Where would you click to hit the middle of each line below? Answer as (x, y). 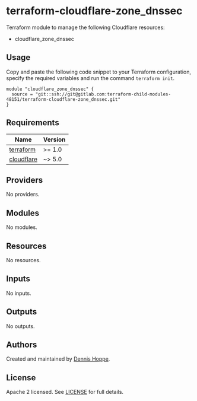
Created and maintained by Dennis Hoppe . (58, 359)
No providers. (23, 195)
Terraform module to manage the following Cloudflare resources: (85, 27)
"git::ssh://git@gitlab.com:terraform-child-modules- (103, 94)
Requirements (33, 123)
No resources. (23, 260)
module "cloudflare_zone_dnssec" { (50, 89)
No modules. (22, 227)
